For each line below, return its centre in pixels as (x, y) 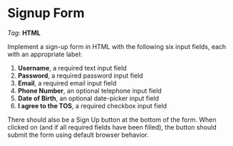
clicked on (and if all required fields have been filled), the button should (112, 127)
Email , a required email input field (67, 83)
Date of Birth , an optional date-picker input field (88, 98)
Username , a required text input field (72, 68)
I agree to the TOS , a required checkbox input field (92, 105)
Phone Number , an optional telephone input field (89, 90)
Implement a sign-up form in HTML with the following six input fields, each (117, 46)
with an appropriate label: (45, 54)
